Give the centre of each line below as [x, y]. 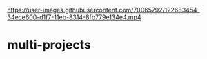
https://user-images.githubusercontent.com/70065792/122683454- [103, 10]
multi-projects [49, 45]
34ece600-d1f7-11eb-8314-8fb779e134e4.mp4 [74, 17]
